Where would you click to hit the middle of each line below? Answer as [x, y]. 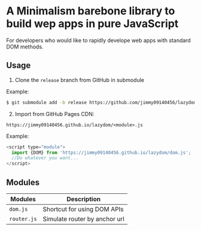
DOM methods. [25, 47]
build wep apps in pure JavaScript [92, 24]
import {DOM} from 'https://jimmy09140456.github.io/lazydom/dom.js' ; [101, 153]
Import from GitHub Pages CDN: [54, 114]
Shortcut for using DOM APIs [83, 209]
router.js [23, 219]
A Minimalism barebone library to [91, 11]
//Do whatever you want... [45, 158]
